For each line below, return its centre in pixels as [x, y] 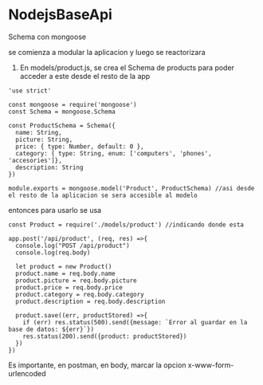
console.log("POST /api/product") [73, 246]
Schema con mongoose [47, 37]
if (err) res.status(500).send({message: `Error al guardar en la [135, 322]
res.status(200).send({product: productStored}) [105, 336]
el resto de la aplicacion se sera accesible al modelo [103, 195]
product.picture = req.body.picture [76, 281]
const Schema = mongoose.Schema [62, 112]
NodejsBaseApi [61, 15]
